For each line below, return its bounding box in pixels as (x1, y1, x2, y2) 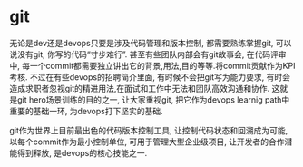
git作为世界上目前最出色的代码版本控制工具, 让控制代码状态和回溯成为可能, (9, 124, 288, 135)
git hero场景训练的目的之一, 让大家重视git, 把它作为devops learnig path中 (16, 93, 290, 105)
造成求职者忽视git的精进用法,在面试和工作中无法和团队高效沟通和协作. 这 (9, 83, 280, 93)
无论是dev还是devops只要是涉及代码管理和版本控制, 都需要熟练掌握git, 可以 (9, 37, 292, 48)
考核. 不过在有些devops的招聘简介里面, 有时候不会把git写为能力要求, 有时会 (9, 71, 290, 83)
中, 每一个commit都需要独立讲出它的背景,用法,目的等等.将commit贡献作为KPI (9, 60, 296, 71)
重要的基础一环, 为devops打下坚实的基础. (9, 105, 163, 116)
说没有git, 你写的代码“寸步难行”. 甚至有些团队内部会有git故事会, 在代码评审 (9, 48, 287, 60)
